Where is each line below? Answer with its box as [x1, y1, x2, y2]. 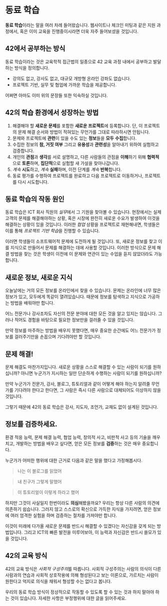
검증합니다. [12, 147, 34, 153]
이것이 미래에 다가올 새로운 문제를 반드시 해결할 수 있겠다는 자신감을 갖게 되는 [5, 523, 156, 529]
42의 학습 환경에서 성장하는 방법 [5, 108, 99, 117]
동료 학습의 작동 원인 [5, 194, 64, 203]
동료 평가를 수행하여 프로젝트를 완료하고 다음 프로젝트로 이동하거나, [12, 172, 143, 178]
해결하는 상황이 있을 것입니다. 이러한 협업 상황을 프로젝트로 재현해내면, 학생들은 [5, 221, 160, 227]
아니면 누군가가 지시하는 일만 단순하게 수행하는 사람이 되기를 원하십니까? [20, 370, 162, 376]
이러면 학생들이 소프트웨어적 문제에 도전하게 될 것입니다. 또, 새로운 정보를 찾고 [5, 238, 157, 244]
